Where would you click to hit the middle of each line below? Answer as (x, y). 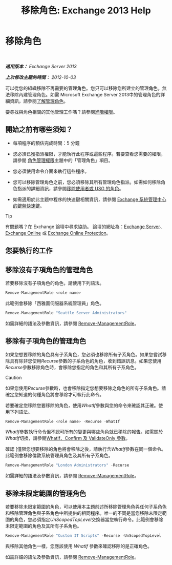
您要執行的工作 (29, 251)
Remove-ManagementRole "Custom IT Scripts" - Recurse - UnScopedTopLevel (83, 536)
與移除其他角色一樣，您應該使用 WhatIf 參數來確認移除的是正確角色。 (79, 546)
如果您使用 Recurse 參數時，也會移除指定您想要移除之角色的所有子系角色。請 (86, 388)
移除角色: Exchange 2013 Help (86, 11)
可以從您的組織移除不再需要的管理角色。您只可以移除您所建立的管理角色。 (84, 88)
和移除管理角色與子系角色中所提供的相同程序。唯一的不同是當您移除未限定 (84, 513)
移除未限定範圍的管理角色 (46, 493)
